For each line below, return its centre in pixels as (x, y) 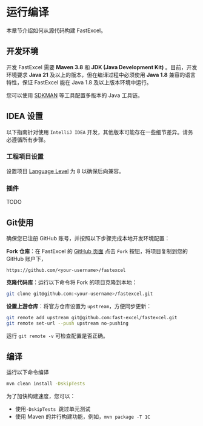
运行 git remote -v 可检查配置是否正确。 (57, 336)
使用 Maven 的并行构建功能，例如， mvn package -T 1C (82, 417)
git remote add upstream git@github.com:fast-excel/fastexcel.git (92, 317)
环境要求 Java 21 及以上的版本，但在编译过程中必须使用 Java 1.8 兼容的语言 (101, 75)
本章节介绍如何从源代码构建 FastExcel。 (56, 30)
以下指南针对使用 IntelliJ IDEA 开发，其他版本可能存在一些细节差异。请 (97, 132)
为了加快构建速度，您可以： (41, 396)
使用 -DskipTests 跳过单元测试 (53, 409)
